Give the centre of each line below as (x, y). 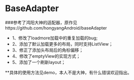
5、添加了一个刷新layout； (39, 62)
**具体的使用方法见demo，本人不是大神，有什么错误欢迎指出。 (68, 72)
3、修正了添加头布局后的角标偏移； (48, 50)
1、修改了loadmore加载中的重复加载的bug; (55, 38)
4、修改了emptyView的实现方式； (46, 56)
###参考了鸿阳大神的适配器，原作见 (41, 22)
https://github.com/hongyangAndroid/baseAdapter (56, 28)
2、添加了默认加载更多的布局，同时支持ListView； (62, 44)
